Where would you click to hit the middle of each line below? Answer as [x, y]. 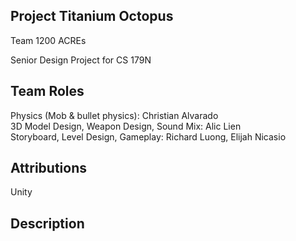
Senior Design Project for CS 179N [81, 60]
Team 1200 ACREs [48, 40]
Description [47, 223]
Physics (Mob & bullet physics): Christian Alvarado [114, 115]
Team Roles [47, 91]
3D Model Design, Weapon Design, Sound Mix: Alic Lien [126, 126]
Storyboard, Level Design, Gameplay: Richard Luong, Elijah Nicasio [148, 136]
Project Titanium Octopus [92, 16]
